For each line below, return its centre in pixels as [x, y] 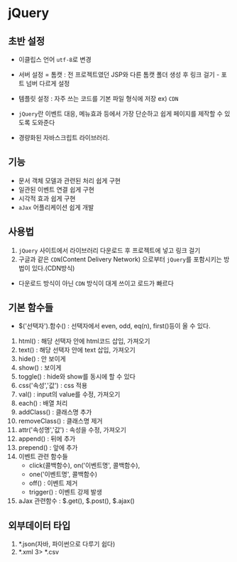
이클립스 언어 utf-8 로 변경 [55, 59]
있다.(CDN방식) [53, 268]
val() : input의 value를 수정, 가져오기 [69, 394]
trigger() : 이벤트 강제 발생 [65, 492]
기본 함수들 [31, 308]
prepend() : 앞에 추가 [48, 448]
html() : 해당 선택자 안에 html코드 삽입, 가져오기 [84, 341]
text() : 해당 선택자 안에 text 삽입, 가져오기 [77, 350]
